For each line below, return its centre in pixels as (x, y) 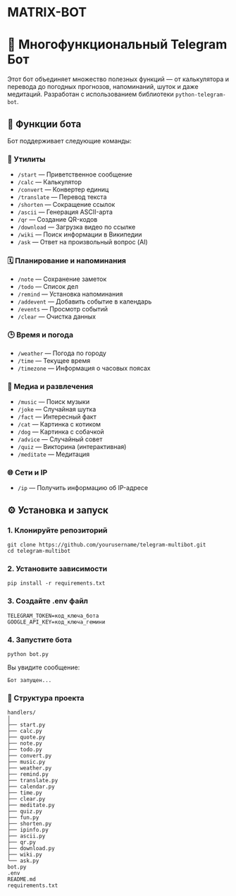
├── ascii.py (26, 836)
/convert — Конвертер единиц (63, 190)
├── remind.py (28, 775)
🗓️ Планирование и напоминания (67, 261)
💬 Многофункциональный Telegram (117, 45)
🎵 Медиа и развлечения (50, 386)
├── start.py (26, 725)
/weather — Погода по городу (62, 353)
